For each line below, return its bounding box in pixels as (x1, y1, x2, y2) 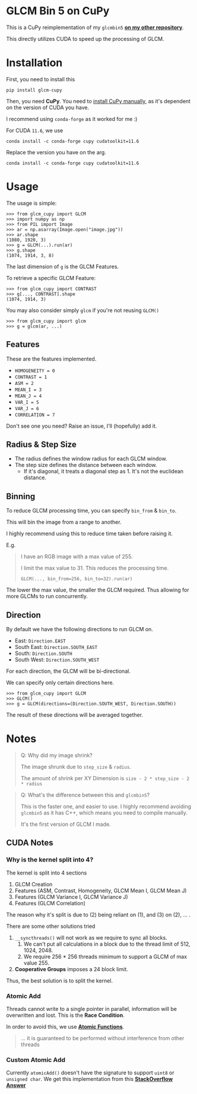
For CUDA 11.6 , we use (6, 126, 63, 134)
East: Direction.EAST (14, 637, 66, 644)
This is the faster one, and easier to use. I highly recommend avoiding (20, 803, 192, 810)
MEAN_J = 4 (14, 393, 42, 399)
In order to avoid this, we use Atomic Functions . (6, 1023, 125, 1030)
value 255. (23, 959, 49, 966)
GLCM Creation (14, 880, 53, 888)
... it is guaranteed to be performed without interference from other (20, 1034, 185, 1042)
